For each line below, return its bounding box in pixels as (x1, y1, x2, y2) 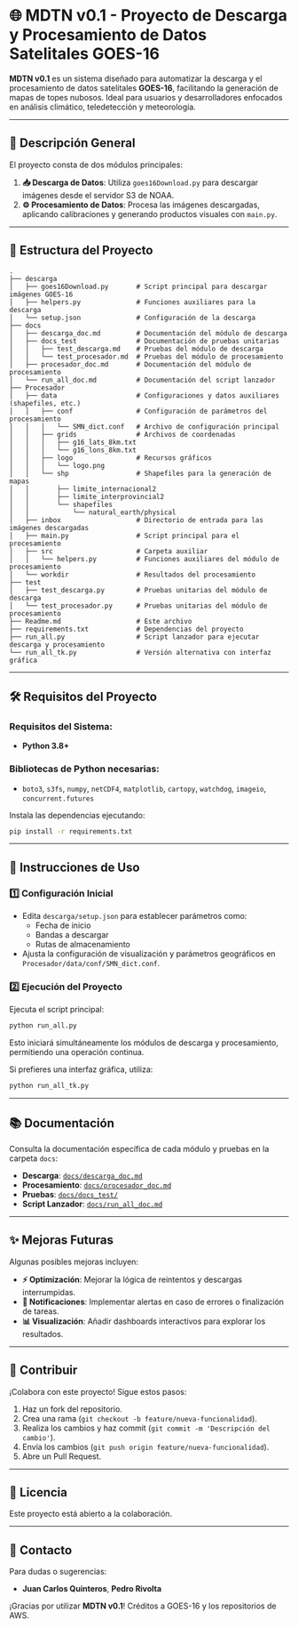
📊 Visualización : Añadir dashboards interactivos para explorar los (21, 1316, 266, 1326)
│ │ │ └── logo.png (9, 461, 105, 470)
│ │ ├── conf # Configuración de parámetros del (9, 407, 268, 415)
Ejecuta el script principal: (9, 1004, 105, 1015)
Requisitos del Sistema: (9, 720, 113, 732)
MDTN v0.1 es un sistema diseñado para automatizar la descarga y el (9, 73, 263, 84)
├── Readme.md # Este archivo (9, 617, 192, 625)
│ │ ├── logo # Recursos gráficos (9, 453, 213, 463)
